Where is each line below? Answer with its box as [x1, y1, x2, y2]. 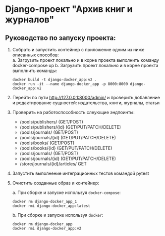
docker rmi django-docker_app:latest [12, 203, 91, 208]
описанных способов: [12, 52, 59, 58]
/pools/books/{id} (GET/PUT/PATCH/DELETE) [19, 145, 112, 151]
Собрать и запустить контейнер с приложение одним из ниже [12, 47, 145, 52]
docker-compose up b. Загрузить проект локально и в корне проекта [12, 63, 159, 68]
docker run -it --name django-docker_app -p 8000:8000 [12, 81, 128, 86]
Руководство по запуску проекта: [5, 34, 116, 42]
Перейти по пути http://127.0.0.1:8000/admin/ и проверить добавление [12, 95, 160, 100]
